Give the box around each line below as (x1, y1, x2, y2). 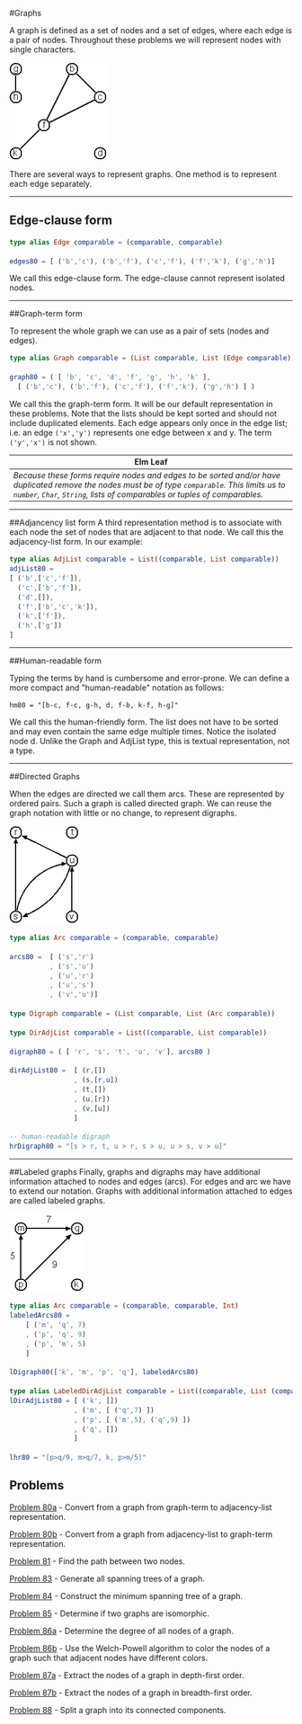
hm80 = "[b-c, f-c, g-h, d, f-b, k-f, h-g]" (9, 701, 179, 710)
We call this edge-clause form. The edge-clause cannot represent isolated (9, 273, 286, 284)
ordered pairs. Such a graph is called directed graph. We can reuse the (9, 798, 272, 809)
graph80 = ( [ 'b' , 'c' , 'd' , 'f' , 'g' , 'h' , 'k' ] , (9, 373, 211, 382)
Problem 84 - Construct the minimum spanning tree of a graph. (9, 1590, 244, 1601)
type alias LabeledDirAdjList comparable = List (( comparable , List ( (9, 1387, 276, 1396)
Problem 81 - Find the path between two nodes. (9, 1555, 186, 1567)
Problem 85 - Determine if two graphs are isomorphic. (9, 1608, 209, 1619)
